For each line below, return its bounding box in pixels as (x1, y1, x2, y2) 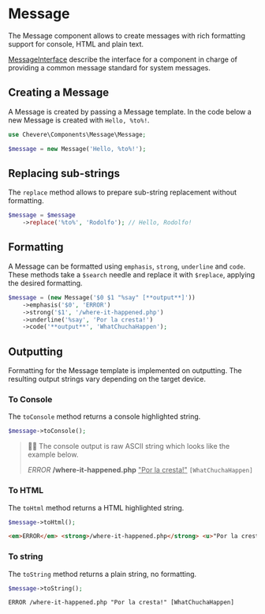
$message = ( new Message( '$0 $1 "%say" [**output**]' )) (8, 293, 196, 301)
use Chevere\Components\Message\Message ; (8, 130, 147, 138)
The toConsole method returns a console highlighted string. (8, 412, 201, 421)
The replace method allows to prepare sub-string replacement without (8, 187, 237, 198)
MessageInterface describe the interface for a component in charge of (8, 55, 238, 64)
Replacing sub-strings (8, 167, 121, 180)
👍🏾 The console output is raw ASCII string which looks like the (27, 442, 230, 451)
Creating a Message (8, 86, 109, 100)
